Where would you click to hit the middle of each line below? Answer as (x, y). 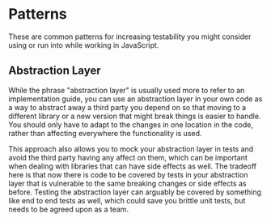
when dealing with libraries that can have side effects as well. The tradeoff (133, 166)
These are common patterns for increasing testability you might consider (130, 36)
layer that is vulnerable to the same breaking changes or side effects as (127, 183)
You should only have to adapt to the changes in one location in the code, (131, 124)
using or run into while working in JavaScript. (84, 45)
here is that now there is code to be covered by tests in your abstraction (128, 174)
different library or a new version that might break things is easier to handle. (135, 116)
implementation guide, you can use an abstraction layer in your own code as (135, 99)
